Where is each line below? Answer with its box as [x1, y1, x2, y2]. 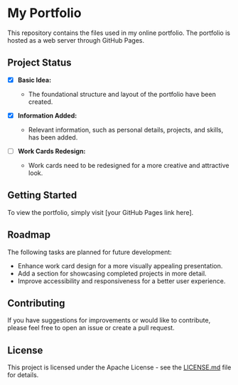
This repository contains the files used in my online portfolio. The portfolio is [7, 28, 231, 37]
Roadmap [7, 229, 51, 241]
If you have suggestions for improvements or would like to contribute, [7, 316, 211, 325]
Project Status [7, 57, 72, 69]
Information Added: [17, 111, 77, 120]
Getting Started [7, 189, 77, 201]
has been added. [28, 133, 78, 142]
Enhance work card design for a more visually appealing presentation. [17, 261, 223, 270]
